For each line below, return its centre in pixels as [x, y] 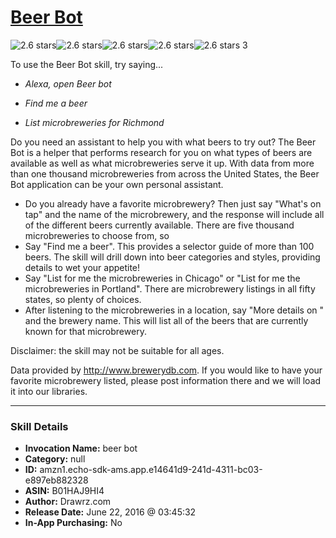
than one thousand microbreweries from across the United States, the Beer [165, 173]
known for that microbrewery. [85, 331]
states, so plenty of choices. [83, 299]
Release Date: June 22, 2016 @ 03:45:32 [110, 512]
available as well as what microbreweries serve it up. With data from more [162, 163]
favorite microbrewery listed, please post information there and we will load [166, 380]
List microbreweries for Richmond [94, 122]
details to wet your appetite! [82, 267]
